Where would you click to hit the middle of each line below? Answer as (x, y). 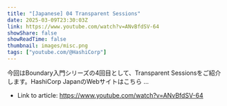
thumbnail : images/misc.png (48, 46)
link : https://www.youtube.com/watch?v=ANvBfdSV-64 (83, 26)
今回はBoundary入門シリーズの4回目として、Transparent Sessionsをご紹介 (114, 73)
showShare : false (32, 33)
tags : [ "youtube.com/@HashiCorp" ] (57, 53)
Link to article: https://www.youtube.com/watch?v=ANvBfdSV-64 (110, 95)
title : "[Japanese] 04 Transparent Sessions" (74, 14)
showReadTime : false (37, 39)
